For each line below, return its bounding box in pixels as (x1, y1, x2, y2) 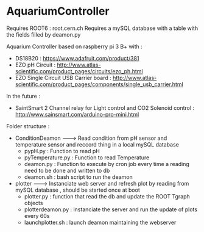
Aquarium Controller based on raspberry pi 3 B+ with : (6, 43, 143, 50)
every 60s (24, 212, 50, 219)
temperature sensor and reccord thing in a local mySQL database (15, 140, 180, 148)
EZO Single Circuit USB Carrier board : (15, 74, 111, 81)
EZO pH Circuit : (15, 61, 56, 68)
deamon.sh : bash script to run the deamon (24, 173, 133, 181)
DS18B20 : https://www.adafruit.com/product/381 (15, 54, 139, 62)
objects (24, 199, 43, 206)
